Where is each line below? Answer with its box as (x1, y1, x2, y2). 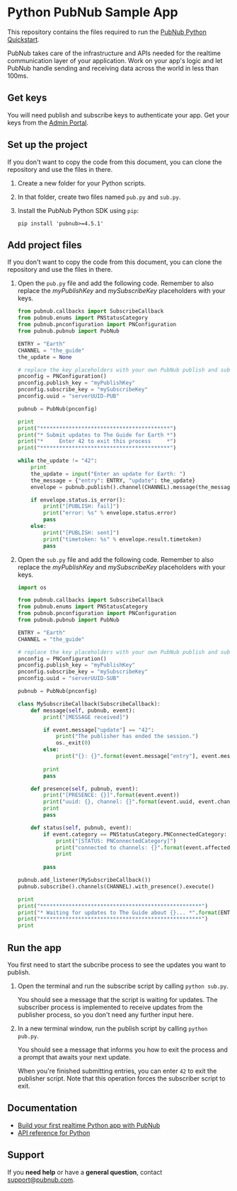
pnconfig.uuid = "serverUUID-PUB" (17, 393, 120, 400)
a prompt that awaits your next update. (17, 1052, 131, 1061)
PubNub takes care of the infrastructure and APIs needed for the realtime (7, 49, 221, 57)
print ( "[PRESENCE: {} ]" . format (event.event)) (43, 792, 180, 799)
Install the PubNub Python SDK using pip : (17, 206, 139, 214)
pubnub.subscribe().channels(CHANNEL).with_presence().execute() (17, 882, 214, 890)
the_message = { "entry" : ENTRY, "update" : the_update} (30, 477, 196, 484)
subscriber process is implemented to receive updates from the (17, 1003, 203, 1011)
